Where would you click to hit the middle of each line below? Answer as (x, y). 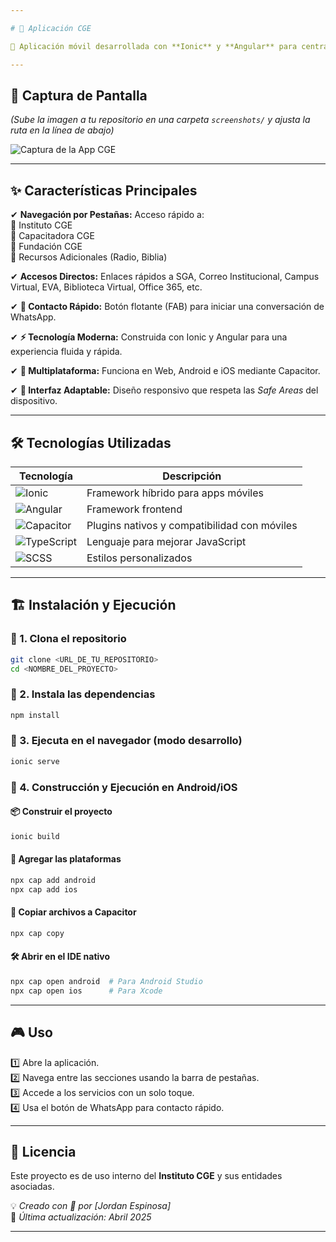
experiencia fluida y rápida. (66, 352)
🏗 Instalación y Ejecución (93, 605)
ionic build (35, 836)
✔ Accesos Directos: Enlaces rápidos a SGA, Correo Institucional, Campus (165, 277)
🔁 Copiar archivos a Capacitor (73, 912)
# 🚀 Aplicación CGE (51, 28)
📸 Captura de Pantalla (79, 95)
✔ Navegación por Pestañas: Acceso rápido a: (107, 215)
